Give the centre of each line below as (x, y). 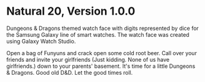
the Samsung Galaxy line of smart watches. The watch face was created (98, 34)
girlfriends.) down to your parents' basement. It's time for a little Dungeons (101, 66)
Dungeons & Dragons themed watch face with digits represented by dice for (102, 28)
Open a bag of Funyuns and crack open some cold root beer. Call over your (102, 53)
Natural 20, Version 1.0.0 (71, 11)
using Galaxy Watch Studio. (41, 41)
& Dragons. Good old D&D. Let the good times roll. (70, 72)
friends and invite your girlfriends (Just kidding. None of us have (88, 59)
